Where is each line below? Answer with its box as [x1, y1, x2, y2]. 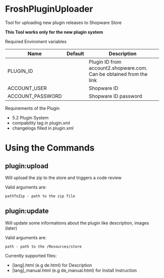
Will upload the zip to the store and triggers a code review [5, 175, 122, 181]
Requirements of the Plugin [5, 105, 60, 111]
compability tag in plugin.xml [12, 120, 70, 126]
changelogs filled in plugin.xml [12, 125, 74, 131]
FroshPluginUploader [5, 3, 93, 15]
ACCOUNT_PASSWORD [7, 93, 62, 99]
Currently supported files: [5, 253, 57, 258]
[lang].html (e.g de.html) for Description [12, 262, 92, 268]
